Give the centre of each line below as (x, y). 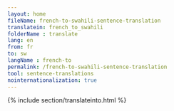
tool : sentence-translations (51, 73)
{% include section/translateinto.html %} (67, 100)
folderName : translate (43, 34)
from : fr (20, 47)
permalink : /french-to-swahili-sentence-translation (87, 67)
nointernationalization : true (52, 80)
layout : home (27, 14)
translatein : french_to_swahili (55, 27)
